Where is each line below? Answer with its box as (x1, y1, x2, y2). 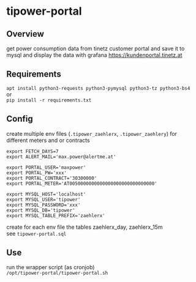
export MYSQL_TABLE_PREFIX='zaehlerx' (6, 212, 105, 218)
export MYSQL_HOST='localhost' (6, 191, 86, 197)
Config (6, 114, 33, 124)
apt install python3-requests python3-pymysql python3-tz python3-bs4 (6, 85, 190, 91)
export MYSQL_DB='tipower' (6, 207, 75, 213)
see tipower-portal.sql (6, 229, 67, 237)
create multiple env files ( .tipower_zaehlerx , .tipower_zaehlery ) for (6, 130, 178, 137)
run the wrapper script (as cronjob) (6, 264, 95, 271)
